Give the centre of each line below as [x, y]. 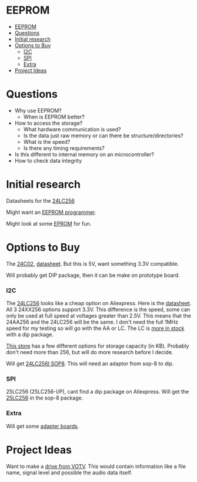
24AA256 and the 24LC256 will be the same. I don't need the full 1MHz [92, 322]
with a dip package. [30, 335]
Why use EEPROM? [38, 110]
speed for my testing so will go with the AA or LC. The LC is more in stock [95, 328]
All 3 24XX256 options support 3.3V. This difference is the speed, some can [98, 309]
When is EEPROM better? [54, 117]
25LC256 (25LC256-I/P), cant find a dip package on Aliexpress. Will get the [98, 392]
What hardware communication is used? [72, 129]
